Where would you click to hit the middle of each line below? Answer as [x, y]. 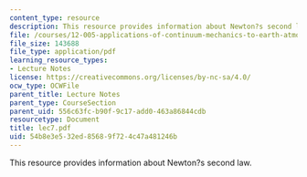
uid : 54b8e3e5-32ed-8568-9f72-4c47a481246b [94, 137]
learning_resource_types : [58, 60]
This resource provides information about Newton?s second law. [131, 162]
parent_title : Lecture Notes [65, 94]
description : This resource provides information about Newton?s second [151, 26]
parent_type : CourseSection [63, 103]
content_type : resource [55, 18]
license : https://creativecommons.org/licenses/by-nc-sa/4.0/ [130, 78]
